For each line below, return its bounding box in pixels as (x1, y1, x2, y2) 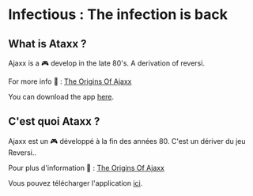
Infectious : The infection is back (8, 6, 228, 24)
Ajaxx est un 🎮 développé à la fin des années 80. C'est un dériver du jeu (8, 136, 247, 145)
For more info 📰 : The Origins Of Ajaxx (8, 77, 132, 86)
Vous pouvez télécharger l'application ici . (8, 178, 143, 187)
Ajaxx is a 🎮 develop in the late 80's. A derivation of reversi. (8, 58, 206, 68)
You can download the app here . (8, 92, 115, 101)
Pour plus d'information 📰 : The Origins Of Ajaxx (8, 163, 164, 172)
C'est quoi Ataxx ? (8, 115, 100, 128)
